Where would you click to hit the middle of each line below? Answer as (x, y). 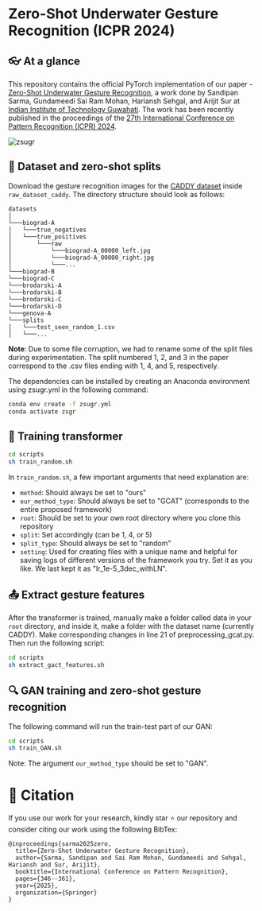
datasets (23, 209)
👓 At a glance (44, 61)
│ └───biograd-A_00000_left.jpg (79, 250)
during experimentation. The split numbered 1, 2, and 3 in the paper (118, 357)
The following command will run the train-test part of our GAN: (110, 726)
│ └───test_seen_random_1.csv (62, 327)
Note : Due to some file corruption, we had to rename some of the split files (131, 349)
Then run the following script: (56, 643)
